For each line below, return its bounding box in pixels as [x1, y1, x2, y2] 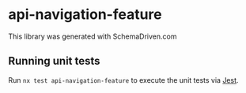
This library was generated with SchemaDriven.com [8, 32, 177, 41]
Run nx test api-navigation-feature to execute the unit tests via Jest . [8, 75, 239, 84]
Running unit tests [8, 54, 100, 68]
